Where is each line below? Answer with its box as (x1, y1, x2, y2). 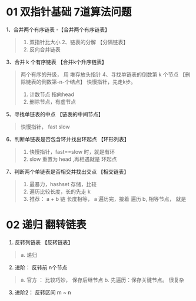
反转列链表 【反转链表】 (14, 239, 74, 246)
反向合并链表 (29, 45, 61, 53)
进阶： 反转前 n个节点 (14, 263, 68, 271)
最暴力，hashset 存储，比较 (29, 180, 97, 187)
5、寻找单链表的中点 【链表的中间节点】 (6, 110, 104, 118)
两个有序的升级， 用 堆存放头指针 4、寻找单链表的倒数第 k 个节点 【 (20, 71, 185, 78)
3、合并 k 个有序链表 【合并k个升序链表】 (6, 58, 107, 65)
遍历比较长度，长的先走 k (29, 188, 91, 195)
